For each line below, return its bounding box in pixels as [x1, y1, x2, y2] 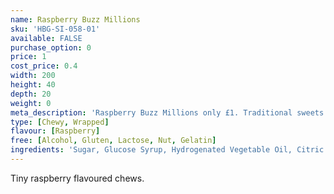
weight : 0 [10, 98, 52, 108]
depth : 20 [10, 89, 52, 99]
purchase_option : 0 [10, 42, 92, 53]
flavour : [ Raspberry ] [10, 126, 101, 136]
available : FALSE [10, 33, 83, 43]
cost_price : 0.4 [10, 61, 78, 71]
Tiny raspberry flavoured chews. [10, 172, 145, 184]
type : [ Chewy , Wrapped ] [10, 117, 110, 127]
